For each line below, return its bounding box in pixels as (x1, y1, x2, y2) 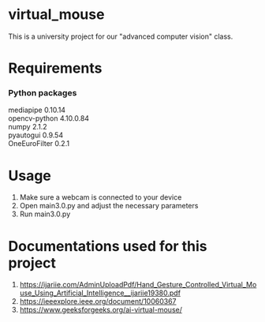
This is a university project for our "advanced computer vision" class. (8, 32, 233, 41)
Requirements (8, 59, 103, 77)
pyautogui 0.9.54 (8, 130, 64, 140)
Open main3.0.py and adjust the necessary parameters (19, 201, 199, 211)
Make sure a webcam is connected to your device (19, 193, 182, 202)
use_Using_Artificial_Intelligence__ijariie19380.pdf (19, 288, 181, 298)
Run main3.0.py (19, 209, 71, 219)
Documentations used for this (8, 237, 207, 255)
